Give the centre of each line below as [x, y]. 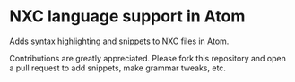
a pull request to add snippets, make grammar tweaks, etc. [118, 68]
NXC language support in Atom [127, 16]
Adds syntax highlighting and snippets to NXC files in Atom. [119, 41]
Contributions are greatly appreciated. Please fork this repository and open [148, 58]
